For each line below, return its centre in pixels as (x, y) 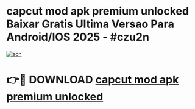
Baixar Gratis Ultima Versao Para (90, 24)
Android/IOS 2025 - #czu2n (78, 37)
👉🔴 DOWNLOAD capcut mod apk (93, 80)
